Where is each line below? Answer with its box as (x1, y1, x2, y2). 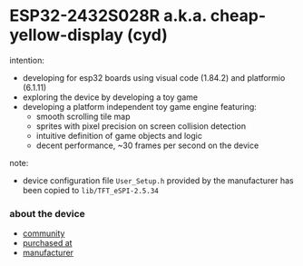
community (22, 228, 65, 239)
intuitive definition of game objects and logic (35, 130, 202, 141)
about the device (9, 207, 86, 220)
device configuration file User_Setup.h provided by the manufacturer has (22, 174, 294, 186)
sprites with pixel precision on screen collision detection (35, 120, 247, 132)
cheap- (210, 5, 267, 26)
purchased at (22, 238, 73, 249)
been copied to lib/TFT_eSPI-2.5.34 (22, 184, 159, 195)
